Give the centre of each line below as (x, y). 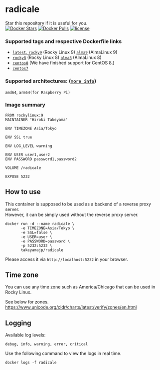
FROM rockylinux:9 (24, 115)
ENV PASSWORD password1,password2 (41, 159)
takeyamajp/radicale (42, 250)
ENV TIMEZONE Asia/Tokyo (31, 128)
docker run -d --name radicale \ (40, 223)
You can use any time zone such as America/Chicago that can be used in (80, 287)
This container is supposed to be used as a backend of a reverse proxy (78, 204)
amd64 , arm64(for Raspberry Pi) (38, 92)
